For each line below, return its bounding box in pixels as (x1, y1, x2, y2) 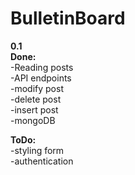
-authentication (10, 155, 74, 167)
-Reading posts (10, 61, 74, 73)
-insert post (10, 103, 59, 116)
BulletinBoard (10, 7, 126, 30)
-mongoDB (10, 114, 56, 126)
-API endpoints (10, 72, 72, 84)
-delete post (10, 93, 62, 105)
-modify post (10, 82, 64, 94)
